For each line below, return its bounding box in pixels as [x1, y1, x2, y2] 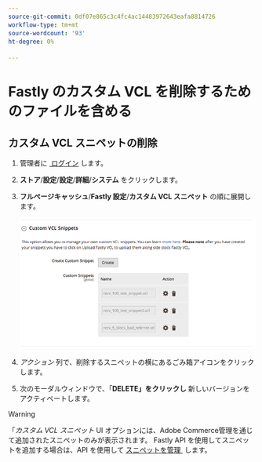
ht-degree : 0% [8, 38, 55, 45]
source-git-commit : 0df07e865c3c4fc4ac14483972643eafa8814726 [8, 13, 216, 20]
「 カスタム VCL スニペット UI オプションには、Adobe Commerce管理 [8, 426, 233, 435]
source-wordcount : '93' [8, 29, 86, 37]
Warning [8, 409, 35, 419]
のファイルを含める [8, 103, 133, 121]
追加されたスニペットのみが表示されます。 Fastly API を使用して [14, 435, 222, 445]
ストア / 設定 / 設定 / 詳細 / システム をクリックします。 [19, 175, 183, 184]
